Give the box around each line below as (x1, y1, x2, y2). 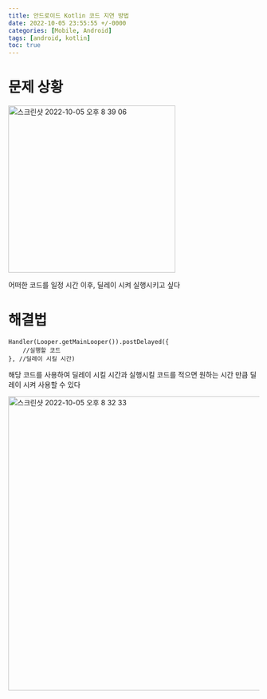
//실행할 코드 (22, 346, 61, 354)
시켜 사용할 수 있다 (22, 380, 81, 389)
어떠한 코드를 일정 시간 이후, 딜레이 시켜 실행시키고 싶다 (8, 280, 181, 290)
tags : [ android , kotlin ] (8, 34, 91, 42)
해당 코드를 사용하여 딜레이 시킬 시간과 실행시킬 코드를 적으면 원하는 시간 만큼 (8, 370, 249, 379)
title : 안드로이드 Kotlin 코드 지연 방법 (8, 11, 130, 20)
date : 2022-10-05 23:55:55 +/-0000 (8, 19, 127, 27)
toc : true (8, 41, 41, 49)
